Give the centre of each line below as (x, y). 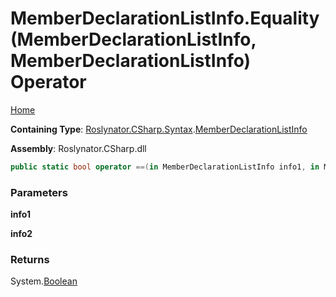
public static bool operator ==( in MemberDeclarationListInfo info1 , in (165, 167)
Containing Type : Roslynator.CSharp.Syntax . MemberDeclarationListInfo (159, 129)
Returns (30, 260)
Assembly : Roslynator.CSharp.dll (78, 148)
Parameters (39, 192)
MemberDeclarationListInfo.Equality (165, 18)
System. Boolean (44, 281)
